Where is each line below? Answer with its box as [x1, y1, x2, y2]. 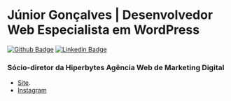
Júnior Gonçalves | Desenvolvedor [7, 7, 213, 23]
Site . [17, 79, 31, 87]
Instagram [17, 86, 47, 95]
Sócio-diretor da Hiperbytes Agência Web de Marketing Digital [7, 62, 225, 72]
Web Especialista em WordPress [7, 22, 200, 38]
